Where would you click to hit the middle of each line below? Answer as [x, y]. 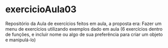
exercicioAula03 [41, 9]
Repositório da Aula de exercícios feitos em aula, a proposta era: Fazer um [83, 23]
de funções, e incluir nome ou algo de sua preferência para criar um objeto [84, 34]
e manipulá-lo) [21, 40]
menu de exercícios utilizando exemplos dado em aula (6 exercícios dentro [84, 29]
